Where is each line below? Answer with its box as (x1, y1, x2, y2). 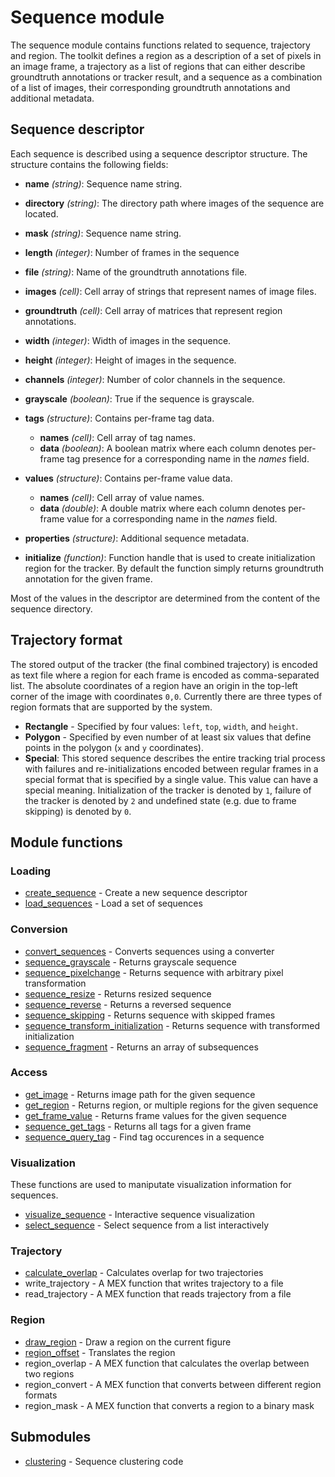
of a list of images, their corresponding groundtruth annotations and (10, 81, 291, 93)
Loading (10, 864, 52, 878)
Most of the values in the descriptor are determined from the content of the (10, 592, 321, 604)
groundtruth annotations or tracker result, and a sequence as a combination (10, 71, 323, 83)
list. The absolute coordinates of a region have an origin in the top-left (10, 679, 298, 691)
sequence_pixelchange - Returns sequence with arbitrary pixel (24, 966, 284, 978)
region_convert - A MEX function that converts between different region (24, 1378, 322, 1390)
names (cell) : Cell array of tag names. (39, 431, 196, 443)
